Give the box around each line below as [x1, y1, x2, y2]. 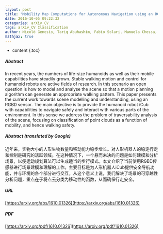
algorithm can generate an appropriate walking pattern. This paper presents [5, 91, 157, 97]
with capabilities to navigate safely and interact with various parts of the [5, 107, 149, 112]
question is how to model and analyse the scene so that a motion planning [5, 86, 153, 92]
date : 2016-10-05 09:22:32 [5, 16, 60, 21]
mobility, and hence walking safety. [5, 122, 76, 128]
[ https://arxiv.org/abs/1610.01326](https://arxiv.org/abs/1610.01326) [5, 200, 140, 206]
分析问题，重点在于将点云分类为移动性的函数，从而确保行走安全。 [5, 176, 137, 182]
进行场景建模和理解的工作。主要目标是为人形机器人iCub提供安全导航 [13, 164, 150, 170]
